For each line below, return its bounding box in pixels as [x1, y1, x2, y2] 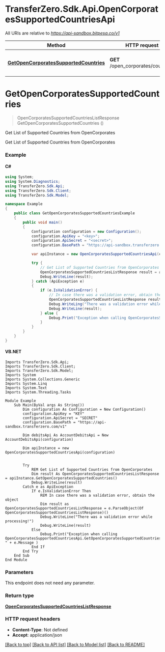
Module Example [5, 398, 36, 403]
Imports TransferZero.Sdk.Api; [5, 360, 69, 365]
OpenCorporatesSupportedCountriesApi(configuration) [5, 450, 115, 455]
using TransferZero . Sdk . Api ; [5, 183, 65, 189]
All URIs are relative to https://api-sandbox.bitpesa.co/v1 [5, 30, 120, 36]
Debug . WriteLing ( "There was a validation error [49, 301, 148, 307]
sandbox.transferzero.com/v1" [5, 424, 67, 429]
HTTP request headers [5, 616, 60, 623]
